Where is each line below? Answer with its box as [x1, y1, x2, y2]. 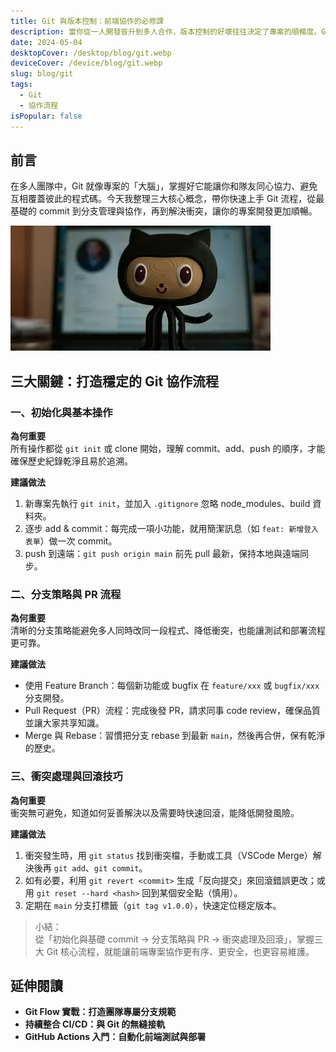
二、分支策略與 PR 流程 [10, 587, 122, 601]
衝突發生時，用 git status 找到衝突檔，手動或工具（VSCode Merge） [24, 849, 313, 861]
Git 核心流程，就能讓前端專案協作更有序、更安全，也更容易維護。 [46, 945, 315, 957]
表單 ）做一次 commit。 [24, 535, 118, 547]
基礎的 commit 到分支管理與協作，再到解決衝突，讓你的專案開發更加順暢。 [10, 205, 318, 217]
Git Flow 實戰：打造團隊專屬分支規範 [24, 1006, 177, 1018]
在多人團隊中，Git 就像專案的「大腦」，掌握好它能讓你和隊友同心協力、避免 [10, 180, 318, 192]
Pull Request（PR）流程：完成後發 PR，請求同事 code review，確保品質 [24, 705, 322, 717]
